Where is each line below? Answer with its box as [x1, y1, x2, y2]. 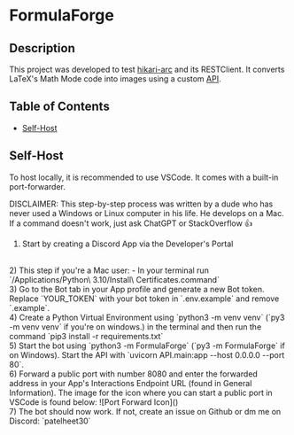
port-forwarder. [9, 181, 66, 191]
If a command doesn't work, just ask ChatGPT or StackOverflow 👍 [9, 218, 253, 229]
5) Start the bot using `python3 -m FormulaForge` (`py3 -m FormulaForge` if [9, 340, 285, 351]
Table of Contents [9, 99, 111, 114]
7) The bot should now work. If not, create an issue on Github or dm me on [9, 406, 282, 416]
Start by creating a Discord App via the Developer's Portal [21, 238, 234, 249]
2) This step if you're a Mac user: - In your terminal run [9, 265, 210, 276]
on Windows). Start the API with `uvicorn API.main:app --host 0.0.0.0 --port [9, 349, 285, 360]
